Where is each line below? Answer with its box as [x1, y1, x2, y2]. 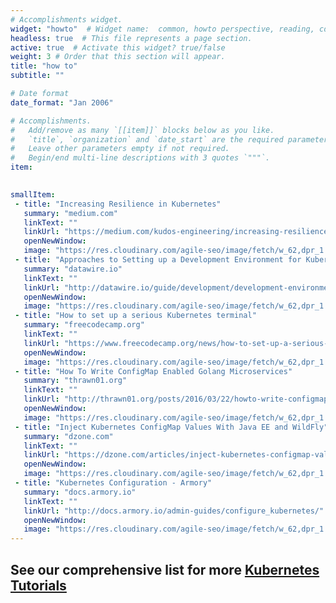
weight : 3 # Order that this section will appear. [10, 52, 226, 62]
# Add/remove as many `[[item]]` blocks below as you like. [10, 125, 275, 135]
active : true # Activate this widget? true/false [10, 42, 226, 53]
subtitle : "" [10, 71, 65, 81]
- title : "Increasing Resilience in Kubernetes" [14, 199, 222, 209]
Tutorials [10, 577, 67, 594]
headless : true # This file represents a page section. [10, 33, 253, 43]
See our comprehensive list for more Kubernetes [10, 561, 320, 578]
